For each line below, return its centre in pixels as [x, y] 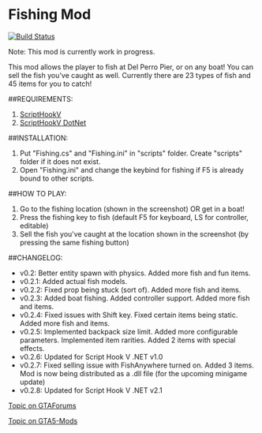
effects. [32, 348]
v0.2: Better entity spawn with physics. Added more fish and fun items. [135, 273]
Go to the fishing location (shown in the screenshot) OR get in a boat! [132, 209]
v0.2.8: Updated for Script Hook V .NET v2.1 [91, 390]
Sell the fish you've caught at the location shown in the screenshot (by [134, 233]
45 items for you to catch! [50, 84]
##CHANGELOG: [36, 257]
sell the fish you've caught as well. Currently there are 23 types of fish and [129, 75]
